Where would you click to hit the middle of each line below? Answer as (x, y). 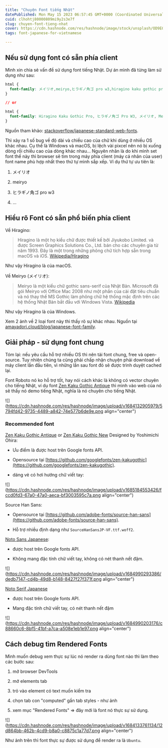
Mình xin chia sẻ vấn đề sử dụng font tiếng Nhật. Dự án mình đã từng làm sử (83, 70)
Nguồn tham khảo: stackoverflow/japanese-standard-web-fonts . (72, 130)
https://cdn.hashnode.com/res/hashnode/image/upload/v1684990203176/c (85, 623)
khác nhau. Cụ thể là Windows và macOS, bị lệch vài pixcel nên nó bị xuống (83, 145)
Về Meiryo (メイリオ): (27, 276)
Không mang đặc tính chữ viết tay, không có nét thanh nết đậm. (78, 559)
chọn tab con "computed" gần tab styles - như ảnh (65, 700)
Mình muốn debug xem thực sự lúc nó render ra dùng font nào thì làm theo (82, 656)
